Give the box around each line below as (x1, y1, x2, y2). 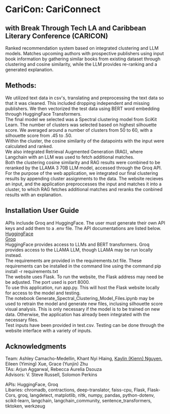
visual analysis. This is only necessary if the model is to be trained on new (5, 306, 160, 312)
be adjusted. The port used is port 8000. (5, 279, 90, 285)
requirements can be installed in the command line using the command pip (5, 262, 161, 269)
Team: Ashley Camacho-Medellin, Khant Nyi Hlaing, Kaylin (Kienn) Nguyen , (5, 356, 163, 362)
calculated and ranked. (5, 143, 53, 149)
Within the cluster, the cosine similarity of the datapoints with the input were (5, 138, 164, 144)
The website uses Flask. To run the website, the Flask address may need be (5, 274, 164, 280)
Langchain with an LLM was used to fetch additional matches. (5, 154, 134, 160)
